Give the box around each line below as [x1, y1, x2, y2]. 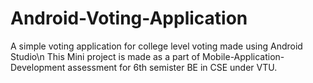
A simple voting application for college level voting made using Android [10, 40, 303, 52]
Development [10, 61, 66, 73]
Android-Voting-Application [10, 7, 248, 30]
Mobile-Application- [202, 50, 285, 62]
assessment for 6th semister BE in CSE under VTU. [67, 61, 278, 73]
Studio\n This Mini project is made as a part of [10, 50, 201, 62]
